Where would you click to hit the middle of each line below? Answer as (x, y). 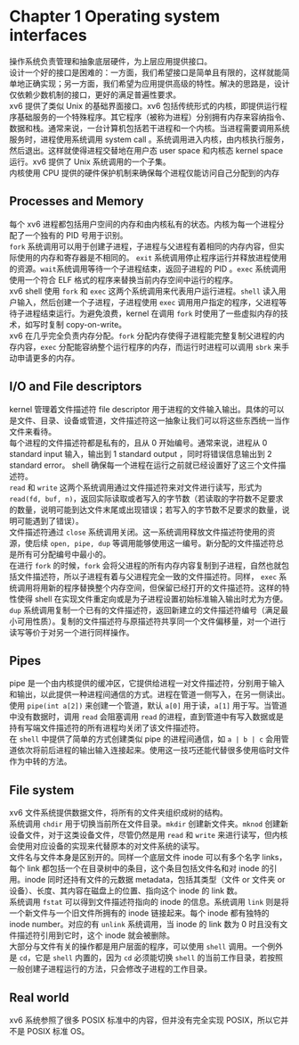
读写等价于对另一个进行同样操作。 (72, 632)
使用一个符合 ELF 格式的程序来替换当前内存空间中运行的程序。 (124, 279)
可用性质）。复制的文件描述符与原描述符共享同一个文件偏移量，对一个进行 (151, 621)
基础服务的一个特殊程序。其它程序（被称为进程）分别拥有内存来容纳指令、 (153, 117)
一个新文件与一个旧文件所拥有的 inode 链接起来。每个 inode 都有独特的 (139, 913)
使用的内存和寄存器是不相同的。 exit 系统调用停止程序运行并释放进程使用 (152, 257)
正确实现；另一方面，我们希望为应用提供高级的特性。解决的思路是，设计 (157, 83)
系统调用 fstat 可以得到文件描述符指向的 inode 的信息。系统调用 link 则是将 (149, 902)
